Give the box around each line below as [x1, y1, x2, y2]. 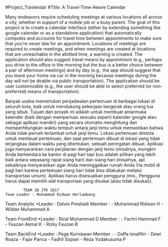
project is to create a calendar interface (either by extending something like [5, 25, 161, 31]
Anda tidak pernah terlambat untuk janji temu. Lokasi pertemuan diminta [5, 130, 154, 136]
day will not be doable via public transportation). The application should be [5, 78, 160, 84]
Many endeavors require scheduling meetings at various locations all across [5, 14, 162, 20]
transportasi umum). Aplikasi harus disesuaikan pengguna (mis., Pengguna [5, 173, 160, 178]
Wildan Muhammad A [5, 206, 50, 212]
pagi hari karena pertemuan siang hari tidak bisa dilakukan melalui [5, 167, 142, 173]
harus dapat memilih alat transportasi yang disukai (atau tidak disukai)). [5, 178, 153, 184]
